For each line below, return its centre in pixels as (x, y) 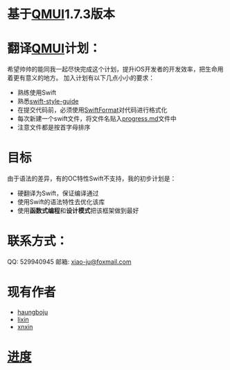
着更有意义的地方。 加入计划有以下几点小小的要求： (81, 78)
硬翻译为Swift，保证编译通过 (58, 193)
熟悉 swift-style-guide (48, 101)
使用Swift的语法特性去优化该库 (61, 202)
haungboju (33, 312)
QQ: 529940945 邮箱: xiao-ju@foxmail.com (69, 262)
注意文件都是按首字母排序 (54, 127)
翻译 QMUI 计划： (54, 49)
